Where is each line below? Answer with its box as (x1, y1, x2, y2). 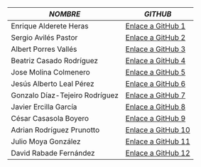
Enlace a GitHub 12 (125, 149, 190, 158)
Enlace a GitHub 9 (125, 114, 186, 123)
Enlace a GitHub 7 (125, 90, 186, 100)
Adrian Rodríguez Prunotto (11, 125, 100, 134)
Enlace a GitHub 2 (125, 33, 186, 42)
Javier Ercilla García (11, 102, 77, 112)
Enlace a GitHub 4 (125, 56, 186, 65)
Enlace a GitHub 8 (125, 102, 186, 112)
